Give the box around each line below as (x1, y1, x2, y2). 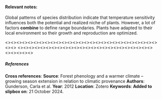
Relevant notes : (5, 4, 37, 10)
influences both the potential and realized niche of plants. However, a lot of (5, 20, 156, 26)
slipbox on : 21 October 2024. (5, 89, 64, 95)
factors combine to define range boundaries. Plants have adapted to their (5, 25, 153, 31)
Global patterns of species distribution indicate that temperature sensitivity (5, 15, 155, 20)
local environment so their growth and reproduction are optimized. (5, 30, 138, 36)
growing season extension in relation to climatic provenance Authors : (5, 78, 145, 84)
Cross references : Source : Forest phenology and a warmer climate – (5, 73, 144, 79)
